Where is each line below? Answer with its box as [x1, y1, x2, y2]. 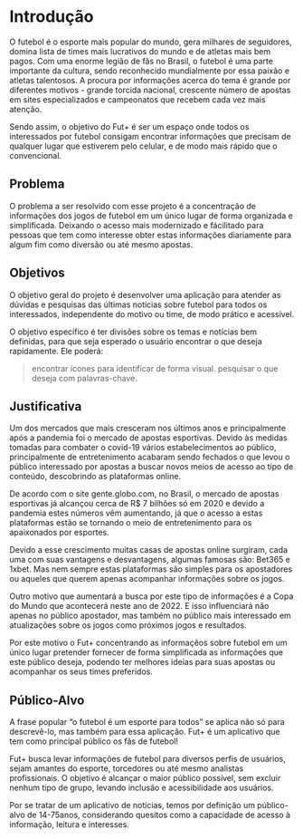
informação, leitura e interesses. [9, 819, 129, 830]
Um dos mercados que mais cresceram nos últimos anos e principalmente [9, 423, 287, 434]
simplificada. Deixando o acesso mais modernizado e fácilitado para [9, 219, 264, 230]
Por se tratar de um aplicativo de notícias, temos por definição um [9, 800, 256, 811]
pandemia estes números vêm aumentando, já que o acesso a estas [9, 507, 263, 518]
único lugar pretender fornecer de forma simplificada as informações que [9, 647, 283, 658]
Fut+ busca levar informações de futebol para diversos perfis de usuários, [9, 754, 287, 765]
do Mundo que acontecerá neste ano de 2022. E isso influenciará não [9, 601, 270, 612]
